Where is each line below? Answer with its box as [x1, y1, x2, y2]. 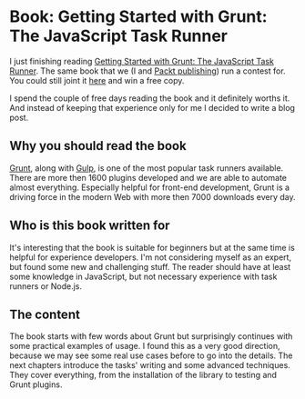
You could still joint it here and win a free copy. [9, 75, 185, 85]
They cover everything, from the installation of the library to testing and [9, 370, 278, 381]
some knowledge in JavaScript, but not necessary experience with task [9, 271, 278, 282]
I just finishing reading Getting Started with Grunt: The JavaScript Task [9, 55, 275, 66]
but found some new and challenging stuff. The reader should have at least [9, 261, 291, 272]
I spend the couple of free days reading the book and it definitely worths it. [9, 93, 290, 104]
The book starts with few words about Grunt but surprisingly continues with [9, 331, 293, 342]
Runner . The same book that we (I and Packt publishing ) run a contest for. [9, 65, 286, 76]
